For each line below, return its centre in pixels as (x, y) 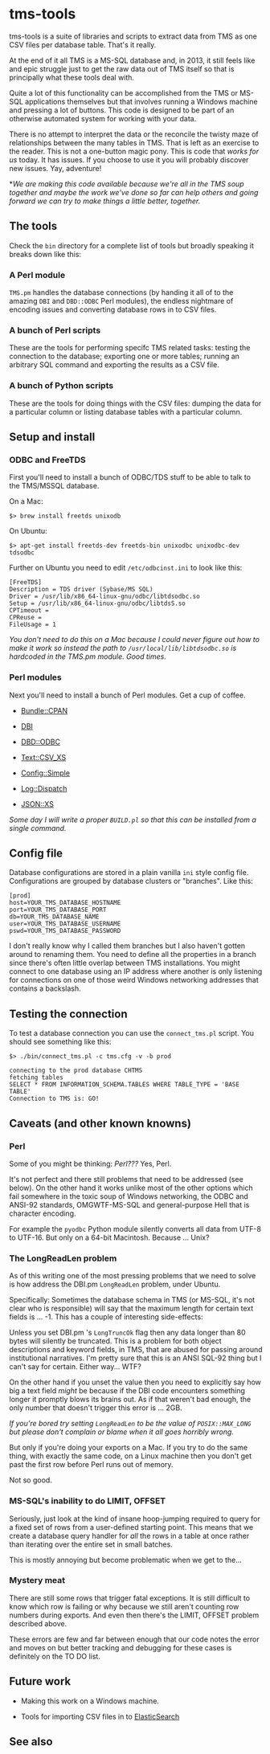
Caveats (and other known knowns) (100, 1123)
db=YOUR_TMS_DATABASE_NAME (54, 917)
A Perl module (37, 275)
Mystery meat (37, 1580)
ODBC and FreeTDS (48, 460)
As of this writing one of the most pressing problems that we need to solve (133, 1276)
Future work (40, 1681)
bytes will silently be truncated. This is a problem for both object (115, 1341)
